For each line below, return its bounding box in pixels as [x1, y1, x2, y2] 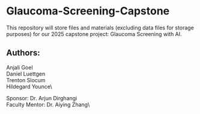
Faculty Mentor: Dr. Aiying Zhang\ [6, 101, 90, 108]
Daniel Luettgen [6, 70, 46, 77]
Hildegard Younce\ [6, 83, 52, 90]
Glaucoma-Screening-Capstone [6, 4, 170, 18]
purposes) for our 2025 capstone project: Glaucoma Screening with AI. [6, 30, 182, 37]
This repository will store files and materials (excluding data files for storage [6, 24, 194, 31]
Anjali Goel [6, 64, 33, 71]
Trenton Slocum [6, 76, 46, 83]
